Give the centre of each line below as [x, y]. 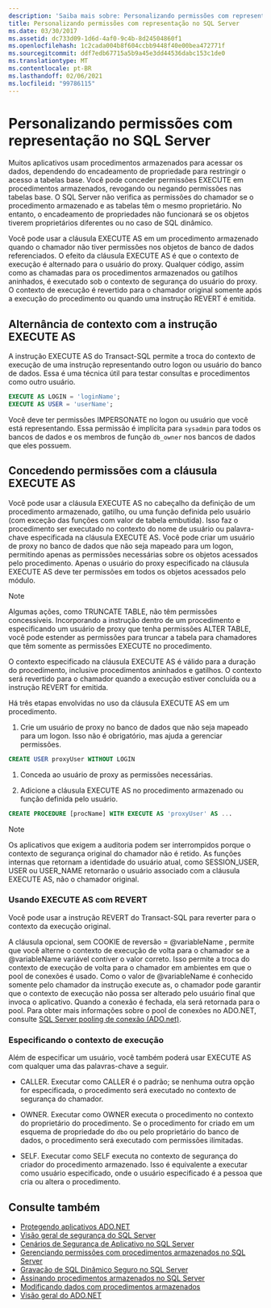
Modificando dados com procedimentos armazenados [110, 1286]
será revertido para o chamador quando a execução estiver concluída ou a [132, 679]
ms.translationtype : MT [48, 61]
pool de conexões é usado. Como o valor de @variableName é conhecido [131, 976]
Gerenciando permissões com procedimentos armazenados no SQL [133, 1252]
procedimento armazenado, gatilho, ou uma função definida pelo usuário [130, 511]
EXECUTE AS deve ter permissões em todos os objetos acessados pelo [127, 571]
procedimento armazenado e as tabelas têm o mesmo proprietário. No [125, 206]
